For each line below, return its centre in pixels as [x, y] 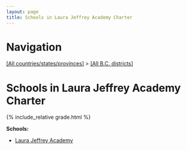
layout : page [22, 12]
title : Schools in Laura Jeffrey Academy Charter [70, 17]
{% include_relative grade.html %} [49, 117]
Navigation [34, 47]
